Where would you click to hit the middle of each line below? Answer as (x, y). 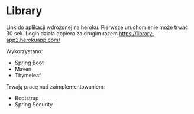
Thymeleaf (28, 75)
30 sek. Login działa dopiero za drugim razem (62, 33)
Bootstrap (27, 98)
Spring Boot (29, 63)
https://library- (137, 33)
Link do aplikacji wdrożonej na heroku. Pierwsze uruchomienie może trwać (97, 27)
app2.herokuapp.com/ (33, 40)
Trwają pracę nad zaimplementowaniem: (56, 86)
